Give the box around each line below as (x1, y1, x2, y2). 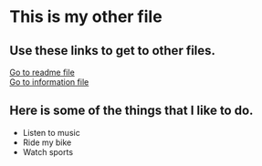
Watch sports (22, 146, 74, 157)
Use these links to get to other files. (9, 43, 216, 58)
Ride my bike (22, 137, 72, 148)
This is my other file (9, 6, 162, 27)
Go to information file (9, 77, 89, 88)
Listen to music (22, 127, 80, 138)
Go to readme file (9, 67, 75, 78)
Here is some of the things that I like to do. (9, 103, 254, 119)
